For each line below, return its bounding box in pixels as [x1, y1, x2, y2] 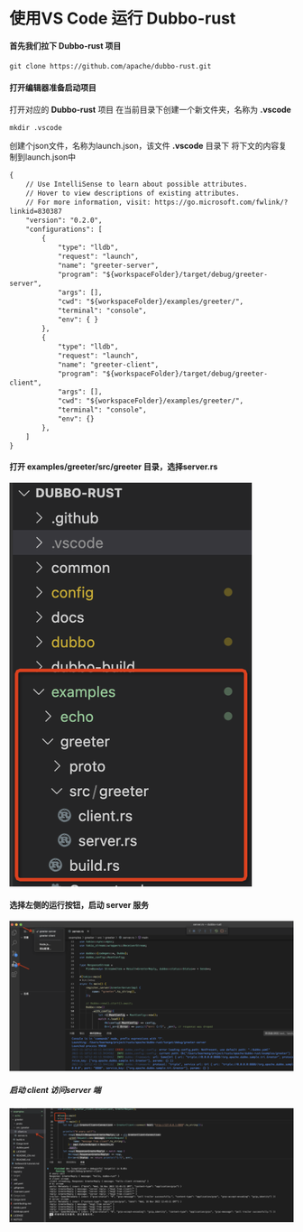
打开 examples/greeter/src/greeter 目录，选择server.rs [9, 461, 218, 472]
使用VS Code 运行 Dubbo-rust [9, 8, 236, 29]
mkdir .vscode [9, 123, 63, 132]
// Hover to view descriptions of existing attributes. [25, 189, 241, 198]
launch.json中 [24, 151, 77, 162]
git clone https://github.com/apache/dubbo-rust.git [9, 62, 212, 71]
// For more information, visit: [25, 198, 151, 207]
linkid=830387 [9, 207, 63, 216]
